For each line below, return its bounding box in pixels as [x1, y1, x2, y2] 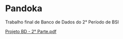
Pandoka [5, 3, 42, 14]
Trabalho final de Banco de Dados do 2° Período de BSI [5, 19, 119, 25]
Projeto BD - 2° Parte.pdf [5, 28, 57, 34]
